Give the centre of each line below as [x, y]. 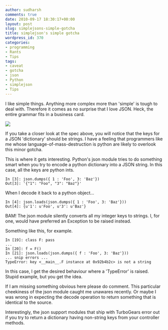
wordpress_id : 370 [24, 38]
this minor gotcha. [24, 149]
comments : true [21, 15]
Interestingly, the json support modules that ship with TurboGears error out [82, 312]
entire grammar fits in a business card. [45, 114]
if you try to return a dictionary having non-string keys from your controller [82, 317]
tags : [11, 61]
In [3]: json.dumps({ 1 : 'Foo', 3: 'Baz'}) [52, 179]
